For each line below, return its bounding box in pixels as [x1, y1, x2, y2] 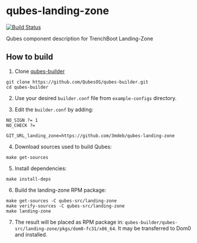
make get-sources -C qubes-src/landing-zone [6, 198, 117, 204]
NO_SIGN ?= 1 [6, 117, 38, 123]
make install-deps [6, 176, 51, 182]
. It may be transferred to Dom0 [114, 225, 191, 232]
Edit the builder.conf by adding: [14, 106, 94, 113]
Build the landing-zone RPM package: [14, 187, 106, 194]
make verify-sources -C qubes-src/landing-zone [6, 203, 125, 209]
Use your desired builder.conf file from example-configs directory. [14, 94, 177, 101]
